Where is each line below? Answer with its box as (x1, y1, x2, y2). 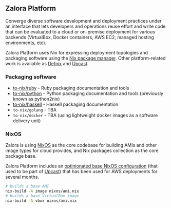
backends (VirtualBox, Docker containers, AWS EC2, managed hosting (5, 34, 154, 40)
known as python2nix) (12, 96, 60, 102)
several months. (5, 174, 40, 180)
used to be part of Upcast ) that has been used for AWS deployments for (5, 168, 158, 175)
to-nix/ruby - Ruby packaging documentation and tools (12, 85, 129, 91)
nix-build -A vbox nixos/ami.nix (5, 198, 77, 203)
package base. (5, 153, 37, 159)
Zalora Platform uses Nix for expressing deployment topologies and (5, 49, 148, 55)
